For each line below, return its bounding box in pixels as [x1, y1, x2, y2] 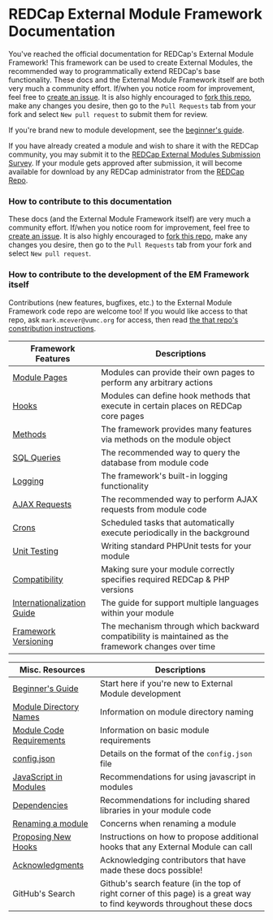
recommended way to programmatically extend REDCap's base [8, 66, 221, 76]
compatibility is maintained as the [101, 630, 229, 641]
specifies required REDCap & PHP [101, 573, 230, 585]
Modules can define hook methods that [101, 390, 251, 401]
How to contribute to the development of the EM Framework [8, 269, 249, 280]
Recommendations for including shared [100, 794, 250, 806]
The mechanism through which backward [101, 620, 260, 632]
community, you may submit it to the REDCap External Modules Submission [8, 149, 262, 159]
